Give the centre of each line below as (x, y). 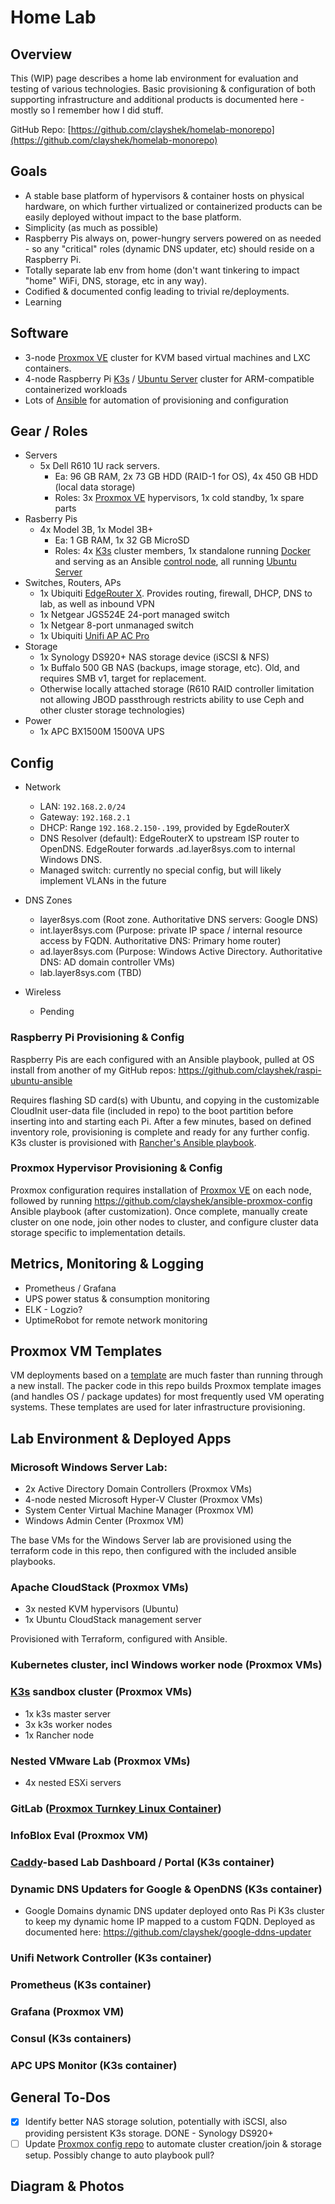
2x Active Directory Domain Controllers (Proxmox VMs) (138, 1489)
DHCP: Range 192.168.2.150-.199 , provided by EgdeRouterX (164, 828)
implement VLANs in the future (103, 881)
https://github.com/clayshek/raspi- (250, 1070)
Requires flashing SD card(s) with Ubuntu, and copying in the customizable (165, 1100)
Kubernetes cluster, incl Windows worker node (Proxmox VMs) (166, 1665)
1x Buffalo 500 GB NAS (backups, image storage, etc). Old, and (169, 668)
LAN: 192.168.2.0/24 (82, 807)
